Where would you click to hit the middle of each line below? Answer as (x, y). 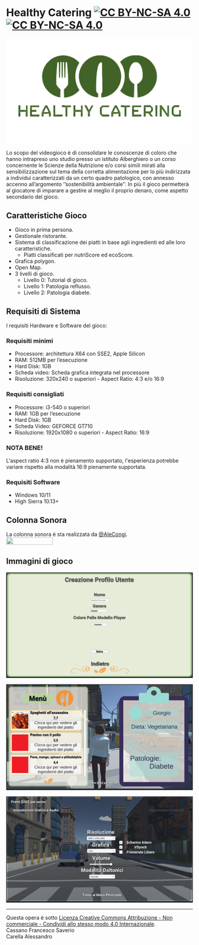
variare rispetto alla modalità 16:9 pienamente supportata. (76, 467)
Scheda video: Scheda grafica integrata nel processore (82, 372)
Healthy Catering (49, 13)
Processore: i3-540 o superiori (52, 407)
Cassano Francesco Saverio (41, 930)
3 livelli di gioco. (34, 274)
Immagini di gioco (40, 562)
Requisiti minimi (30, 340)
